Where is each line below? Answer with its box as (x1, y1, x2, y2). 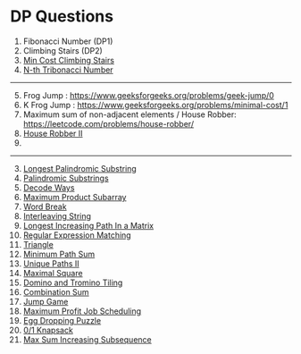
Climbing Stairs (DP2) (22, 45, 104, 55)
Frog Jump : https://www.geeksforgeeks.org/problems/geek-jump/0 (22, 89, 275, 100)
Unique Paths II (22, 257, 79, 269)
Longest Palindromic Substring (22, 163, 137, 173)
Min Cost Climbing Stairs (22, 55, 115, 65)
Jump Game (22, 296, 69, 307)
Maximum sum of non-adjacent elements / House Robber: (22, 109, 238, 120)
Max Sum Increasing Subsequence (22, 333, 152, 345)
